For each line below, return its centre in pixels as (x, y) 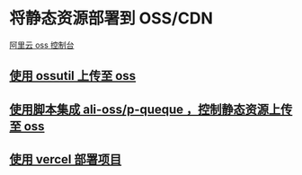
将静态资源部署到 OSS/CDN (111, 18)
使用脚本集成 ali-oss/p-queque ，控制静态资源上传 (151, 109)
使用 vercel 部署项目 (66, 159)
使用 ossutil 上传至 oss (73, 76)
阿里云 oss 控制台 (42, 45)
